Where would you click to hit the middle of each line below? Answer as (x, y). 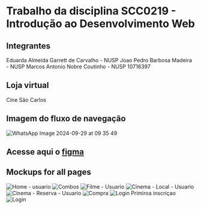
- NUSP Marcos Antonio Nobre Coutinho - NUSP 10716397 (79, 66)
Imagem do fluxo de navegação (66, 119)
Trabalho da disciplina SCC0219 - (91, 11)
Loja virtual (28, 85)
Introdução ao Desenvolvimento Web (100, 24)
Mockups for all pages (49, 172)
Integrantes (28, 46)
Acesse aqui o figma (45, 152)
